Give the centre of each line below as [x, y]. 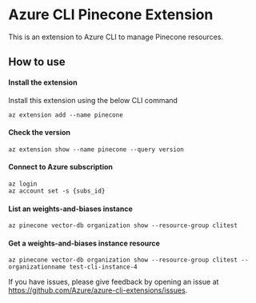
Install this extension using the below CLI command [93, 100]
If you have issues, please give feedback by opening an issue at [114, 282]
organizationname [37, 267]
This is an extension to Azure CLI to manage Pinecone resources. [116, 37]
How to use [37, 62]
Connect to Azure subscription [61, 167]
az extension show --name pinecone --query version [96, 150]
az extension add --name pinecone [66, 115]
